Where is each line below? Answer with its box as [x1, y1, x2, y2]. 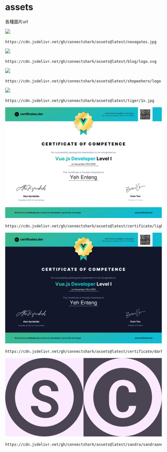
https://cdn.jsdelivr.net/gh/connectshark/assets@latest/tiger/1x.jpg [5, 98, 155, 103]
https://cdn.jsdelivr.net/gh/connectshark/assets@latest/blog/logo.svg [5, 59, 157, 64]
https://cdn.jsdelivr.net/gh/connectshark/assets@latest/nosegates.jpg [5, 39, 157, 44]
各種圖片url [5, 18, 28, 24]
